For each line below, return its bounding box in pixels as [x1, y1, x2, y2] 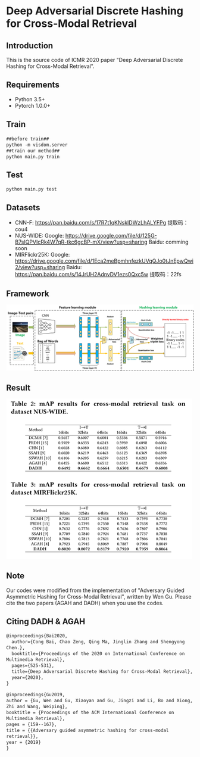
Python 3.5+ [14, 95, 46, 102]
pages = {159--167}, [6, 722, 58, 728]
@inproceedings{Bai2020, [6, 633, 68, 639]
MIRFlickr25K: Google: [14, 251, 70, 258]
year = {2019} [6, 740, 42, 746]
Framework [6, 288, 49, 298]
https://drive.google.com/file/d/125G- [65, 232, 158, 239]
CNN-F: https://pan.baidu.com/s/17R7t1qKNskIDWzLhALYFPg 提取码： [14, 219, 189, 226]
